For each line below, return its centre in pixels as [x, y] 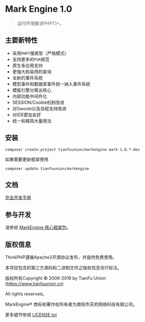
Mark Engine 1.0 [39, 9]
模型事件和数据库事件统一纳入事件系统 [51, 84]
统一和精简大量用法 [32, 121]
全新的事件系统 [27, 78]
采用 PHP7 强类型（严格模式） [40, 53]
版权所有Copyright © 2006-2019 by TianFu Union [55, 278]
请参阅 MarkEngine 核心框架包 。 [38, 227]
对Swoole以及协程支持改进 [39, 108]
